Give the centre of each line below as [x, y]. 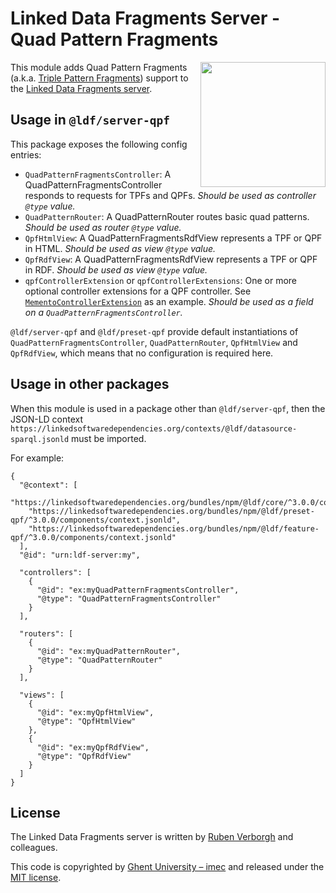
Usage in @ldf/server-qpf [90, 120]
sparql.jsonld [40, 439]
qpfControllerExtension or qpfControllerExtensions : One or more [161, 280]
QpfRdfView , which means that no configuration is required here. [142, 353]
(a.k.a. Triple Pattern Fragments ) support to [99, 78]
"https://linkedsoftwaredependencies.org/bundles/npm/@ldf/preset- [171, 511]
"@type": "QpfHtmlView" [86, 721]
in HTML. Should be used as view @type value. [120, 248]
